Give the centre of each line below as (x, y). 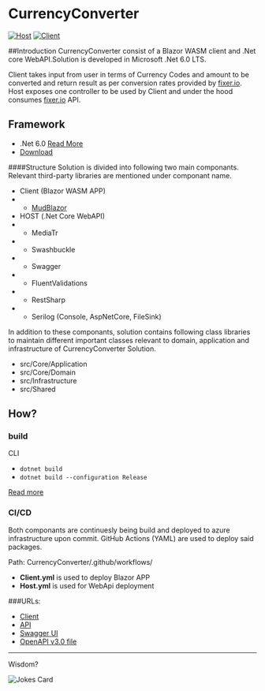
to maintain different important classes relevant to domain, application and (129, 340)
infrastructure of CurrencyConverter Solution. (82, 349)
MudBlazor (49, 207)
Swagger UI (39, 633)
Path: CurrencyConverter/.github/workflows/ (80, 562)
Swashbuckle (53, 249)
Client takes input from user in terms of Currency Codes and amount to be (129, 74)
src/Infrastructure (48, 380)
